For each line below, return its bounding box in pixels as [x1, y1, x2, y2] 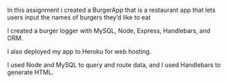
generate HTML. [7, 68, 54, 76]
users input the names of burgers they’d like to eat [7, 13, 151, 21]
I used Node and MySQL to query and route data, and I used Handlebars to [7, 61, 221, 68]
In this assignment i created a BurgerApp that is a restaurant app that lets [7, 6, 216, 14]
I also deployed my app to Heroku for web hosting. [7, 48, 152, 55]
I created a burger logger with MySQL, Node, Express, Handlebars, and [7, 27, 211, 35]
